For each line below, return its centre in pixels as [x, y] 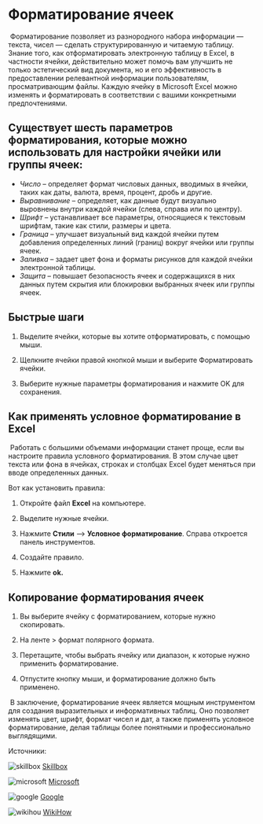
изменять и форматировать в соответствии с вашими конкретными [122, 94]
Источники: [27, 751]
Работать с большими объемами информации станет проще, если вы [127, 448]
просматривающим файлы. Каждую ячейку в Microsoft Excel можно [123, 86]
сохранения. [40, 392]
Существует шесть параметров [91, 128]
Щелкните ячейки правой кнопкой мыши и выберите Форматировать [136, 360]
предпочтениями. [38, 103]
